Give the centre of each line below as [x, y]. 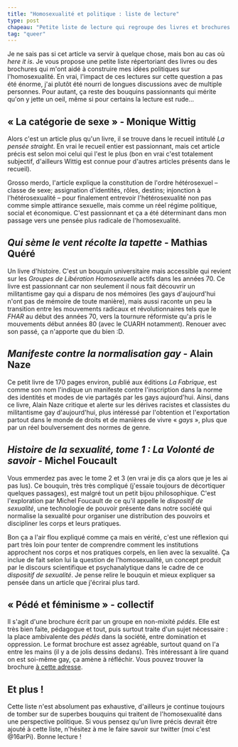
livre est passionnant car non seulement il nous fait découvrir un [101, 286]
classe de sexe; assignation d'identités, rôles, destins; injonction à [104, 190]
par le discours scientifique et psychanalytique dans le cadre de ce [106, 567]
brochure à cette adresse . [45, 667]
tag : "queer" [27, 34]
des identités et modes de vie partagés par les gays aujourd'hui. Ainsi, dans [118, 397]
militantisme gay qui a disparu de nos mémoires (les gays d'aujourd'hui [112, 294]
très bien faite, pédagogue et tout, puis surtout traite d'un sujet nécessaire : [118, 629]
